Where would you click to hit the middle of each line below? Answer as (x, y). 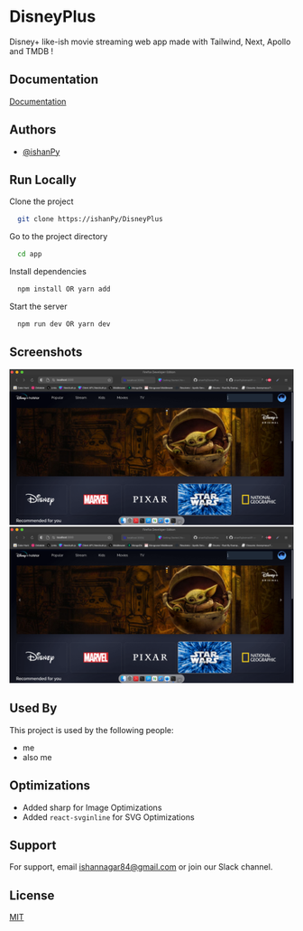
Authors (33, 130)
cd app (30, 255)
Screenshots (46, 353)
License (32, 895)
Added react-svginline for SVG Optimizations (109, 817)
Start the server (38, 306)
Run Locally (43, 179)
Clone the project (41, 201)
